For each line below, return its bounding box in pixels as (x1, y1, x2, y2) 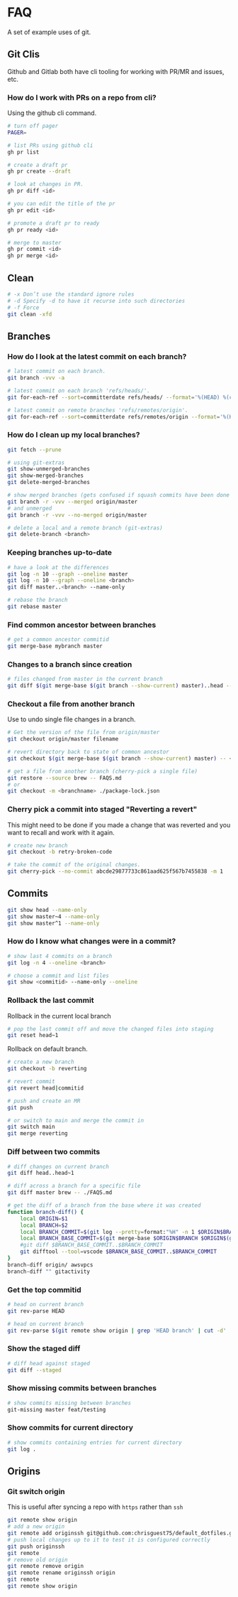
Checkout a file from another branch (7, 699, 135, 709)
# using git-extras (7, 459, 65, 466)
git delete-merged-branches (7, 479, 91, 486)
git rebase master (7, 603, 62, 611)
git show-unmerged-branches (7, 466, 91, 473)
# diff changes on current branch (7, 1163, 110, 1170)
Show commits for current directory (7, 1423, 133, 1433)
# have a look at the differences (7, 564, 110, 571)
